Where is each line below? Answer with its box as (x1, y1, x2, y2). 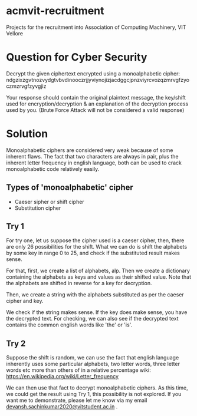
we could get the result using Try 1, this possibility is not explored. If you (6, 391, 182, 398)
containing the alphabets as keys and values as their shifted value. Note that (6, 273, 192, 280)
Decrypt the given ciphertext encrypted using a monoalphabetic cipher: (6, 70, 180, 77)
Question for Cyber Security (6, 51, 147, 64)
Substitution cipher (14, 204, 61, 212)
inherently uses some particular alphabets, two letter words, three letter (6, 361, 180, 368)
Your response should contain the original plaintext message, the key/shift (6, 94, 186, 101)
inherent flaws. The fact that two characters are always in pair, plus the (6, 153, 179, 160)
